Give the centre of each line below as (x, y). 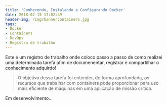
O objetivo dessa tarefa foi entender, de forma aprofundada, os (83, 77)
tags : (11, 24)
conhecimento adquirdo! (31, 68)
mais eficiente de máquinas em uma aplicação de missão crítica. (85, 88)
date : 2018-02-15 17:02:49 (34, 15)
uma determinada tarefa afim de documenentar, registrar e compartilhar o (82, 62)
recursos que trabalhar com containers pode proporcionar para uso (88, 83)
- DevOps (14, 38)
